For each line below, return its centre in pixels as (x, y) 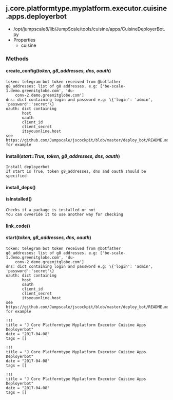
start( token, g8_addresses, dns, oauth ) (49, 238)
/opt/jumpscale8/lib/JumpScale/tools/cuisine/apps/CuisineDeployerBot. (89, 29)
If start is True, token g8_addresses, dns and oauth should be (76, 172)
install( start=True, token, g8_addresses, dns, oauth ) (63, 156)
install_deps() (21, 187)
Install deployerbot (28, 167)
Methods (17, 59)
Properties (24, 40)
